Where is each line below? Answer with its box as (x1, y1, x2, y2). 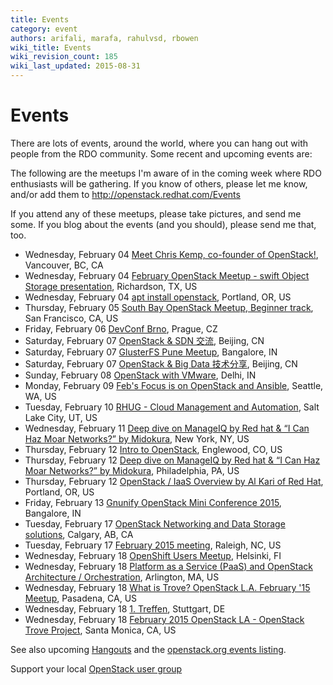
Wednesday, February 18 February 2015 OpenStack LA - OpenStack (24, 613, 305, 625)
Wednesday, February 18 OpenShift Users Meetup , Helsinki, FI (24, 549, 282, 561)
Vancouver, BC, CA (24, 259, 104, 271)
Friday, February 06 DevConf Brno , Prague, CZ (24, 322, 218, 335)
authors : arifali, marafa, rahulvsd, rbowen (10, 33, 199, 43)
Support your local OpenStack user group (10, 662, 183, 675)
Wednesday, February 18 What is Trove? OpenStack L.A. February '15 (24, 581, 311, 593)
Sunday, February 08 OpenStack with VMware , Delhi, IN (24, 369, 257, 381)
